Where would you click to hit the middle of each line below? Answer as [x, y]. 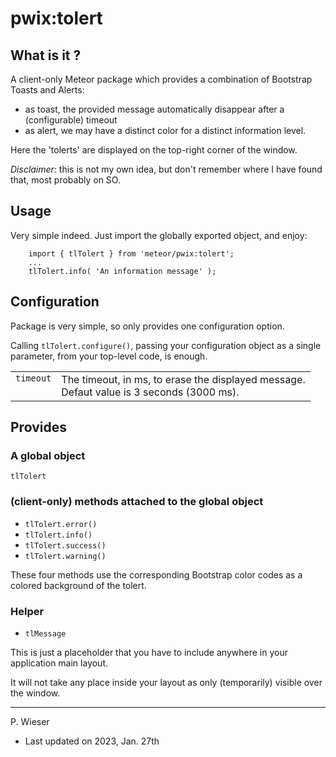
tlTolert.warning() [65, 556]
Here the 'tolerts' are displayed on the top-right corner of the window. [154, 150]
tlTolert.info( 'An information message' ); [122, 271]
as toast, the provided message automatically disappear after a [154, 109]
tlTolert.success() [65, 545]
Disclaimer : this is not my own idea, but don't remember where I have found [166, 169]
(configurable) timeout [71, 120]
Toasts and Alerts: [47, 90]
